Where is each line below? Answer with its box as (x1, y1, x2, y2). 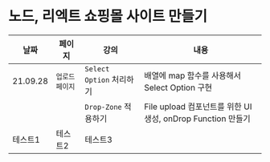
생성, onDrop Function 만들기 (144, 113, 251, 124)
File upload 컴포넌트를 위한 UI (144, 101, 252, 112)
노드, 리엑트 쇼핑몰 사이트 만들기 (8, 7, 207, 26)
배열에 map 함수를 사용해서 (144, 70, 242, 81)
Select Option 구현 (144, 82, 213, 93)
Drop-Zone (84, 102, 122, 111)
